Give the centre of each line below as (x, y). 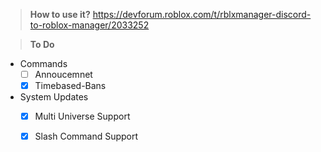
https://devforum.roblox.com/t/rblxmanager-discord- (202, 14)
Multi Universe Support (82, 116)
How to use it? (60, 14)
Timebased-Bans (70, 86)
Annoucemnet (63, 74)
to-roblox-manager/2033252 (89, 25)
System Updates (54, 97)
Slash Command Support (86, 136)
